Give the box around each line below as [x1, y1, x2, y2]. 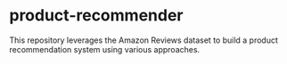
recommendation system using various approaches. [9, 44, 201, 54]
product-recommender [9, 5, 184, 26]
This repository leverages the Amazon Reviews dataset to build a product [9, 35, 279, 45]
